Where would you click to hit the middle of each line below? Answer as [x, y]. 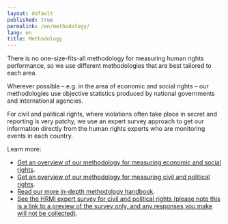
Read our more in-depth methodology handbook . [86, 192]
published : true [30, 20]
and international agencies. [45, 101]
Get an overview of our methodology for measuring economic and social [119, 162]
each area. [22, 73]
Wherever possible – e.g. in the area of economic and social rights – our [108, 86]
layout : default [30, 13]
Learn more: [24, 149]
